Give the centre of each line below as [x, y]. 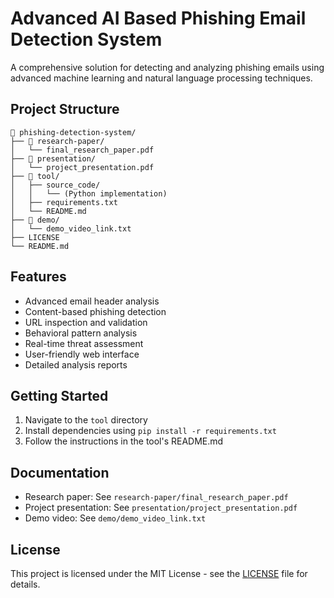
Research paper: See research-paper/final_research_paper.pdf [156, 497]
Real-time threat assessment [84, 343]
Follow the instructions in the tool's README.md [124, 441]
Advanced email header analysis [92, 301]
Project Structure [65, 109]
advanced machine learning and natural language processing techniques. [161, 78]
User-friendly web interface [82, 354]
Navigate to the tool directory [86, 420]
